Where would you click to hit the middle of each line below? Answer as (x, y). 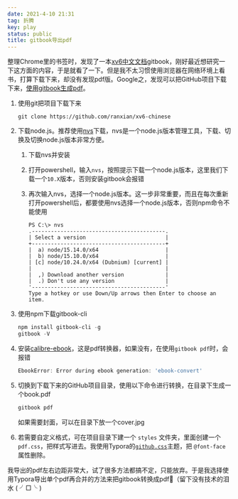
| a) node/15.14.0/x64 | (98, 250)
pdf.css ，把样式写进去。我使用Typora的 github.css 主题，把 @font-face (121, 446)
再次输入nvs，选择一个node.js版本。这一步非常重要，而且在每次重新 (128, 194)
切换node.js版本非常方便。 (69, 140)
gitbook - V (34, 334)
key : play (22, 27)
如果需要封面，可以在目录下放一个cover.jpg (81, 422)
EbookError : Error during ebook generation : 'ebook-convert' (110, 370)
